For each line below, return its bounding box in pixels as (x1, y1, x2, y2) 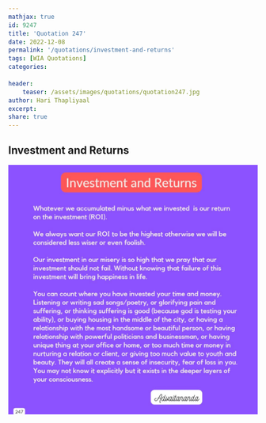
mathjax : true (8, 13, 55, 21)
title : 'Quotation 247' (8, 29, 87, 37)
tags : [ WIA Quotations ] (8, 55, 87, 63)
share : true (8, 113, 47, 121)
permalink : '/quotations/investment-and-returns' (8, 46, 176, 55)
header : (8, 79, 34, 87)
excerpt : (8, 105, 37, 112)
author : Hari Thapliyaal (8, 96, 90, 105)
